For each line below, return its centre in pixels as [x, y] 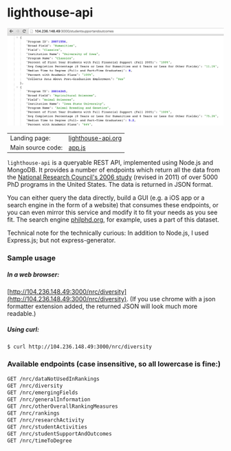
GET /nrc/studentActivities [47, 427]
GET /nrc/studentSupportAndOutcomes [59, 434]
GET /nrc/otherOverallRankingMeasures [63, 406]
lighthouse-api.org [95, 138]
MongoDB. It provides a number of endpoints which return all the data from [113, 170]
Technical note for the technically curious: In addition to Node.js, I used [108, 233]
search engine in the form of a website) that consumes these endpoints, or [113, 205]
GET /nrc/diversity [35, 386]
